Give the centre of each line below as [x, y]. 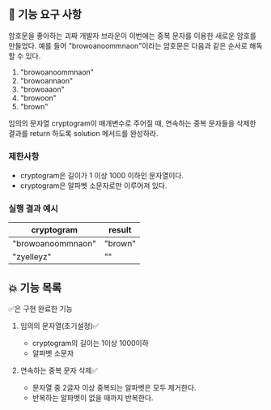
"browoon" [38, 98]
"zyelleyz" [32, 257]
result [120, 230]
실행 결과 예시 [34, 209]
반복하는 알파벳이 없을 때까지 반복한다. [93, 398]
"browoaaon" [42, 89]
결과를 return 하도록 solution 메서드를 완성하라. [83, 133]
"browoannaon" [47, 80]
